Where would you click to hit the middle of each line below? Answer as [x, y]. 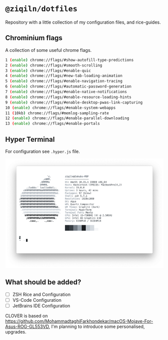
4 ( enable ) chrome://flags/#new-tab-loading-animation [64, 76]
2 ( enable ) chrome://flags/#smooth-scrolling [54, 65]
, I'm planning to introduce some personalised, [97, 326]
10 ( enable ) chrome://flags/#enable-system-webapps [60, 108]
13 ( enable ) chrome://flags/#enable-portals [53, 124]
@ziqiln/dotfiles [41, 9]
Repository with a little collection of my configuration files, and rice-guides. [83, 22]
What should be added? [43, 282]
